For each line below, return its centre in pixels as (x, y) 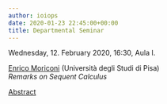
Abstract (22, 92)
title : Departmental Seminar (56, 30)
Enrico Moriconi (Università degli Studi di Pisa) (84, 68)
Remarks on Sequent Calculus (58, 77)
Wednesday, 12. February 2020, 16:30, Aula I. (82, 53)
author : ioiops (33, 15)
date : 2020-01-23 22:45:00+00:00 (63, 23)
